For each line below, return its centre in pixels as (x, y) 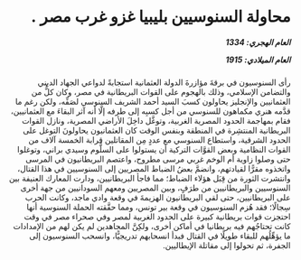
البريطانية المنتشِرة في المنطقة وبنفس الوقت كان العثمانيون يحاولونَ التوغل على (157, 130)
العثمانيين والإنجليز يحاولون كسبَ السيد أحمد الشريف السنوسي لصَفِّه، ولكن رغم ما (153, 102)
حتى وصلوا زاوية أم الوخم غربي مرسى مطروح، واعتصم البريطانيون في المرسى (158, 159)
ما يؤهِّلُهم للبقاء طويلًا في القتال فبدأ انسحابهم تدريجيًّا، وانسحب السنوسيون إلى (160, 236)
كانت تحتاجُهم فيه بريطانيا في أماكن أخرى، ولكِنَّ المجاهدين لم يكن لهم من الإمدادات (152, 227)
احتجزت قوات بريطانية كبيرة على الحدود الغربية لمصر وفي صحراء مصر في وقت (157, 217)
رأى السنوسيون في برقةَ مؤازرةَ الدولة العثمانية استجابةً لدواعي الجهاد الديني (164, 82)
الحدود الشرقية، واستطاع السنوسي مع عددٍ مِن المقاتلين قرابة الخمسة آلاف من (160, 140)
